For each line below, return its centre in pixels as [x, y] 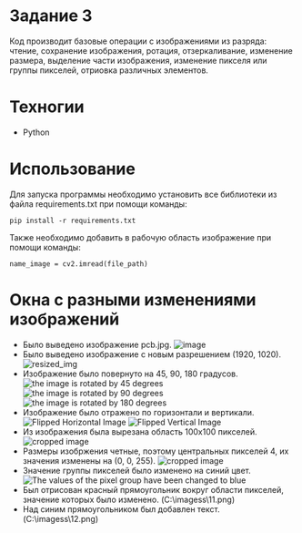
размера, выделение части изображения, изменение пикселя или [138, 60]
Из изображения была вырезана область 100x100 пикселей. [140, 431]
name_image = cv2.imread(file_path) [79, 264]
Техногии [47, 107]
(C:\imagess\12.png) [60, 518]
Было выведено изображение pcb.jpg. [97, 344]
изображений [65, 319]
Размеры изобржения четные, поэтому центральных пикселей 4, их [156, 451]
